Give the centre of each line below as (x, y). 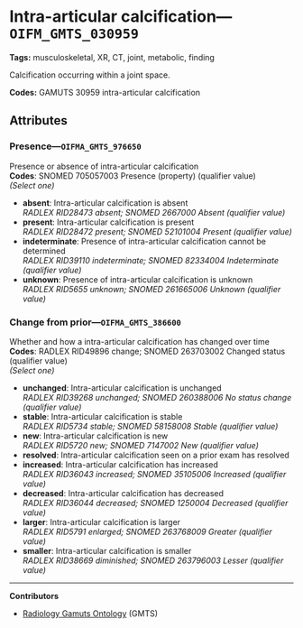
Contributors (34, 596)
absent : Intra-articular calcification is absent (105, 203)
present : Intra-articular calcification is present (108, 222)
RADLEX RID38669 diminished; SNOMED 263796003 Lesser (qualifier (153, 560)
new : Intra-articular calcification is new (95, 436)
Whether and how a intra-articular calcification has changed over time (140, 341)
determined (44, 251)
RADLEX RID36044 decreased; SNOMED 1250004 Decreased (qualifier (155, 503)
